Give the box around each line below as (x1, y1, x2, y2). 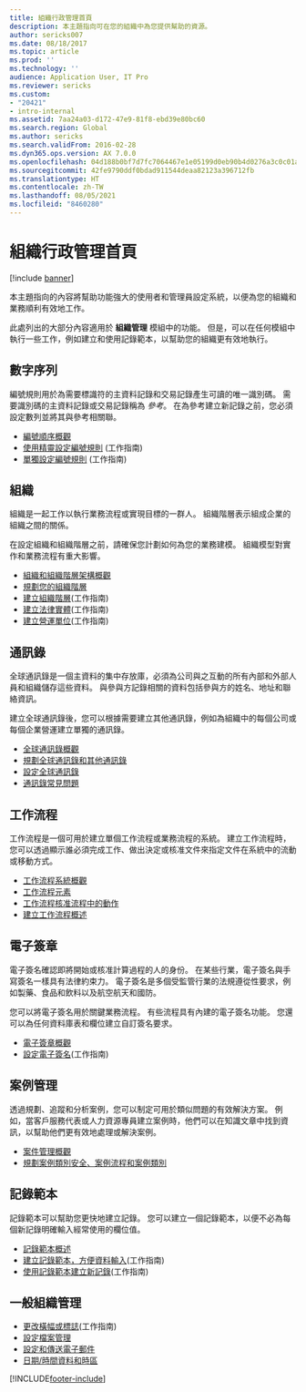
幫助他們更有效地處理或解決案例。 (33, 1126, 161, 1137)
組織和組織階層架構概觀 (22, 570, 111, 581)
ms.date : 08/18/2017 (9, 38, 88, 48)
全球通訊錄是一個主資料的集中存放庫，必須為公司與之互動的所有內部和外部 (9, 670, 289, 681)
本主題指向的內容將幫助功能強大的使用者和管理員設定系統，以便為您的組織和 (9, 291, 297, 302)
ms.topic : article (9, 47, 79, 56)
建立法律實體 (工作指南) (22, 604, 109, 615)
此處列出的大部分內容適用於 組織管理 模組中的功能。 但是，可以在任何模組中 (9, 322, 296, 333)
